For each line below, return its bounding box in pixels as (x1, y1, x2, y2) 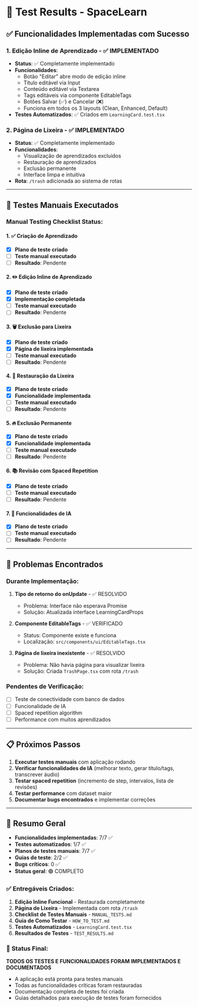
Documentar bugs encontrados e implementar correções (14, 796, 156, 803)
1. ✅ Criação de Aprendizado (6, 233, 78, 240)
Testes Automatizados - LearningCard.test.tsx (14, 923, 133, 930)
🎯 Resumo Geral (6, 818, 66, 829)
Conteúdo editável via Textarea (23, 85, 100, 92)
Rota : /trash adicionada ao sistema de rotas (14, 177, 123, 185)
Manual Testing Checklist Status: (6, 218, 103, 226)
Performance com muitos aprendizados (14, 716, 111, 723)
